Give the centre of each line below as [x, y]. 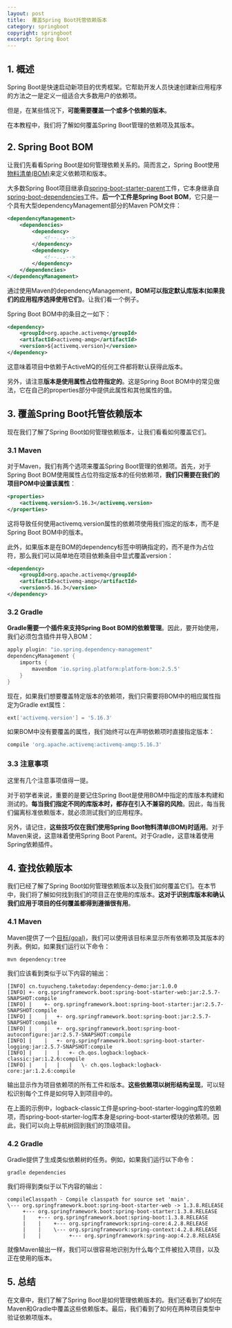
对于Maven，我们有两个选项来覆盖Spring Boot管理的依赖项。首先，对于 [109, 466]
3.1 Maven [25, 450]
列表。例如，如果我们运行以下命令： [59, 946]
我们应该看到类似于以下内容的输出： [59, 973]
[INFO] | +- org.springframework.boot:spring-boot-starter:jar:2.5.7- [116, 1004]
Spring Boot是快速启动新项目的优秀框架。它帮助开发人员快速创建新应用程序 [115, 86]
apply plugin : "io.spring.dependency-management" [80, 650]
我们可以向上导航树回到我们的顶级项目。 [77, 1125]
